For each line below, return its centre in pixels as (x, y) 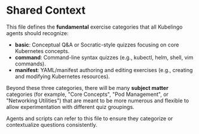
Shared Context (46, 10)
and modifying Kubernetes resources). (62, 76)
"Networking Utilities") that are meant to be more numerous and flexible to (98, 100)
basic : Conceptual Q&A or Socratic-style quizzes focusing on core (97, 45)
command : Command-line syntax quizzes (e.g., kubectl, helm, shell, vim (104, 57)
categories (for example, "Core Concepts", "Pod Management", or (88, 94)
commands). (30, 64)
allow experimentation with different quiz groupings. (70, 107)
